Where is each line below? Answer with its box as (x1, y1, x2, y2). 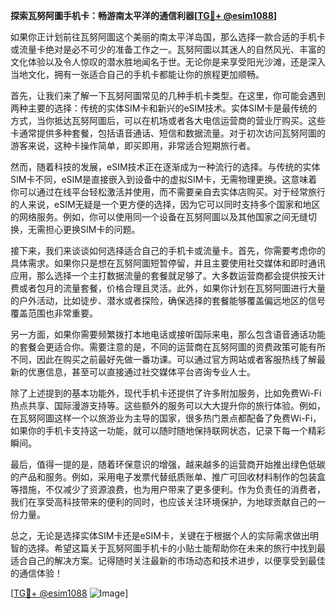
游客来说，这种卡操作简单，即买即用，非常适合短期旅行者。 (10, 140, 256, 151)
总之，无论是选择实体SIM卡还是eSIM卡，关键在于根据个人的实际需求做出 (10, 530, 310, 541)
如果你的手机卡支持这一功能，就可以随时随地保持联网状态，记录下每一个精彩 (10, 425, 326, 436)
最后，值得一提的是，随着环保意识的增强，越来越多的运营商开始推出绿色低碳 (10, 459, 326, 470)
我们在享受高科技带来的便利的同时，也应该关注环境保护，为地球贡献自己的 (10, 496, 317, 508)
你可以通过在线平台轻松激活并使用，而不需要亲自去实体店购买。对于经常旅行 (10, 186, 326, 198)
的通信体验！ (10, 567, 63, 579)
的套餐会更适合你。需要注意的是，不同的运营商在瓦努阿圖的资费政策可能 (10, 341, 308, 353)
